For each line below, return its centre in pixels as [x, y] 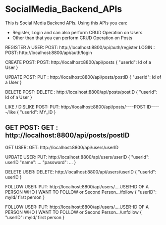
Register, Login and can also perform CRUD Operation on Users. [78, 32]
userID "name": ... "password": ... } [41, 162]
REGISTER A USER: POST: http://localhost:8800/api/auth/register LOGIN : [80, 47]
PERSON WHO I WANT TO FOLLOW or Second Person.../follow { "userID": [81, 192]
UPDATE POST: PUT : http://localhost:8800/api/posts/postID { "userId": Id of [83, 77]
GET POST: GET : [32, 128]
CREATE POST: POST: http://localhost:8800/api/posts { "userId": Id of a [78, 62]
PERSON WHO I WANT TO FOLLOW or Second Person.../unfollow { [74, 212]
